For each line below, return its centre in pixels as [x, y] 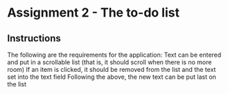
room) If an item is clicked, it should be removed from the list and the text [112, 69]
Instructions [34, 38]
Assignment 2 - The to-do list [94, 13]
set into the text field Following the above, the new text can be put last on [112, 77]
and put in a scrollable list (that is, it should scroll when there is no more [109, 62]
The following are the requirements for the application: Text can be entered [114, 55]
